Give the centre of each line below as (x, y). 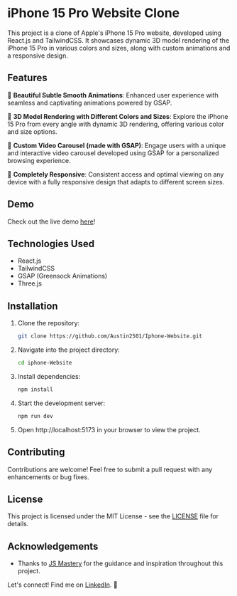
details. (18, 524)
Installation (33, 306)
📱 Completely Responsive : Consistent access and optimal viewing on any (116, 174)
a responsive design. (38, 56)
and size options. (33, 131)
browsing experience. (39, 160)
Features (27, 78)
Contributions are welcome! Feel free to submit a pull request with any (110, 469)
